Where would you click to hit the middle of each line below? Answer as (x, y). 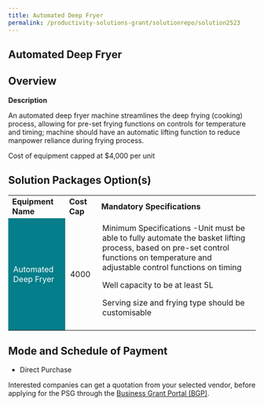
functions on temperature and (157, 258)
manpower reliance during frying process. (76, 140)
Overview (33, 81)
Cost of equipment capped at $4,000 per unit (82, 155)
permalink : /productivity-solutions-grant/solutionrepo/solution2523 (125, 23)
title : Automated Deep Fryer (56, 15)
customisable (126, 313)
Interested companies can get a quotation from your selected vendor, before (132, 385)
